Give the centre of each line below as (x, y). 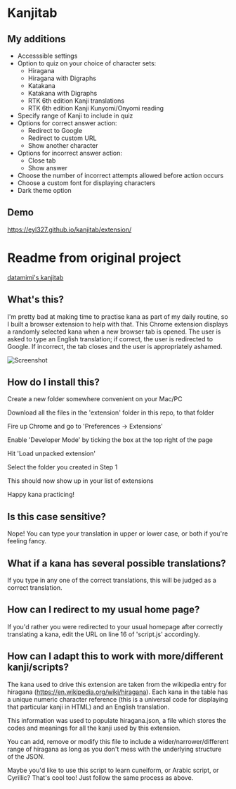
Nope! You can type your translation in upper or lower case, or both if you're (118, 534)
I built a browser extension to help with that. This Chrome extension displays (118, 324)
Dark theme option (44, 190)
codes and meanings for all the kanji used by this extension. (94, 728)
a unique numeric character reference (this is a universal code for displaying (118, 699)
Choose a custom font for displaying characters (86, 183)
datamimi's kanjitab (35, 277)
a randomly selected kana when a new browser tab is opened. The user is (114, 332)
